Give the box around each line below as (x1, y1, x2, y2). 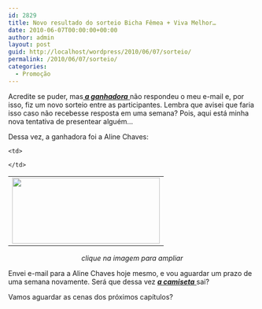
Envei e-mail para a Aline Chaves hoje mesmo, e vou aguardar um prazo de (8, 268, 253, 278)
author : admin (8, 33, 55, 42)
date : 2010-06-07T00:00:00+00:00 (8, 26, 118, 34)
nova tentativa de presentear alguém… (8, 116, 134, 126)
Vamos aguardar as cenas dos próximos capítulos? (8, 292, 174, 301)
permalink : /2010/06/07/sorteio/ (8, 56, 118, 64)
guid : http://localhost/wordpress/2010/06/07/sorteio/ (8, 48, 192, 56)
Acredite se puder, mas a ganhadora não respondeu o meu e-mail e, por (8, 91, 245, 101)
